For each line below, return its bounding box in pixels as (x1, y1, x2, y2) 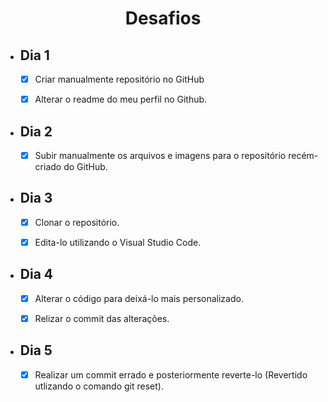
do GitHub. (63, 161, 108, 172)
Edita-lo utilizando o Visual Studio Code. (34, 236, 202, 248)
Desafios (124, 7, 202, 30)
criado (34, 161, 62, 172)
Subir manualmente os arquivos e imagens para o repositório (34, 149, 287, 161)
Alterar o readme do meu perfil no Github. (34, 93, 208, 106)
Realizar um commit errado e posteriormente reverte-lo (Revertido (34, 368, 308, 381)
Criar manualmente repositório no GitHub (34, 73, 205, 85)
